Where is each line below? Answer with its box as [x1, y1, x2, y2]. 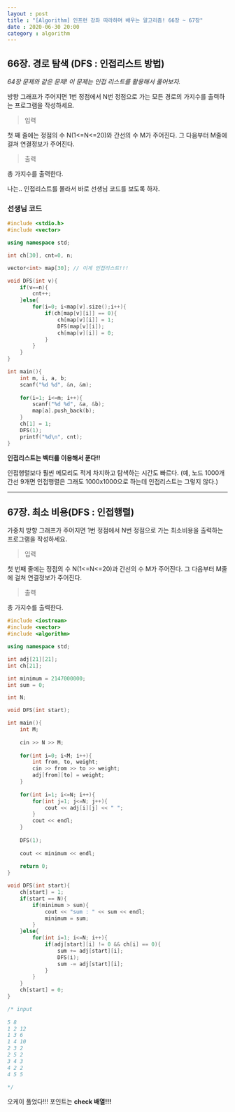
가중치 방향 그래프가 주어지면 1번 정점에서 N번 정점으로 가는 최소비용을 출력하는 [7, 526, 224, 535]
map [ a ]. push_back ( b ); [32, 408, 96, 415]
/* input [7, 1005, 33, 1012]
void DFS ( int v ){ [7, 277, 58, 284]
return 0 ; [20, 863, 49, 870]
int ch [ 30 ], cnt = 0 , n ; [7, 252, 73, 259]
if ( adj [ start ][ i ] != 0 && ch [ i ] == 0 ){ [44, 941, 162, 948]
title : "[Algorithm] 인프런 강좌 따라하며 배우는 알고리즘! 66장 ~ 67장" [7, 17, 204, 24]
